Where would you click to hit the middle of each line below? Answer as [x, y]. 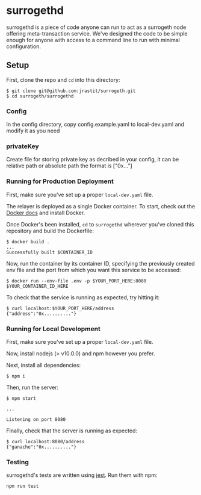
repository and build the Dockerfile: [50, 231]
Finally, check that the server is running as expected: [72, 431]
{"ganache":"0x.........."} [42, 447]
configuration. [23, 46]
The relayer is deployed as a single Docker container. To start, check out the [101, 206]
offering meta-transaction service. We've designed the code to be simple [97, 33]
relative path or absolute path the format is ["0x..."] [69, 166]
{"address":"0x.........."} [42, 314]
